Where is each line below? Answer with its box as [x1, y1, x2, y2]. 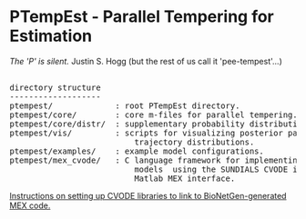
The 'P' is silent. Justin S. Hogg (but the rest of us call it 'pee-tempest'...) [9, 55, 282, 66]
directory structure [9, 82, 102, 93]
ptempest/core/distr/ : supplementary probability [9, 118, 246, 129]
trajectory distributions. [134, 136, 255, 147]
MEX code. [9, 200, 51, 211]
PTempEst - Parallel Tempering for [9, 6, 275, 27]
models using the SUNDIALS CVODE [134, 164, 289, 174]
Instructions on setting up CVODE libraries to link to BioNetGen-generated [9, 190, 287, 201]
